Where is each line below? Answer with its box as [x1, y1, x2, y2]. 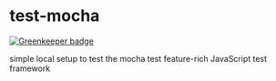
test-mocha [9, 5, 100, 26]
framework [9, 63, 51, 74]
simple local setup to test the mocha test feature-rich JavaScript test [9, 53, 267, 64]
